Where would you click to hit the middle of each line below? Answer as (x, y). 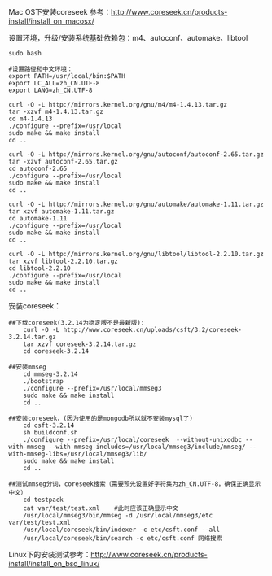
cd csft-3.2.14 (49, 425)
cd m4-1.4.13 (31, 119)
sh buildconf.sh (51, 433)
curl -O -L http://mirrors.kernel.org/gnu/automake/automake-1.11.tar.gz (136, 204)
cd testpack (43, 500)
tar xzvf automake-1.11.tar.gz (61, 212)
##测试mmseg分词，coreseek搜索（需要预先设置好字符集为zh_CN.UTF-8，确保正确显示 (135, 484)
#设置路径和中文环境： (41, 69)
